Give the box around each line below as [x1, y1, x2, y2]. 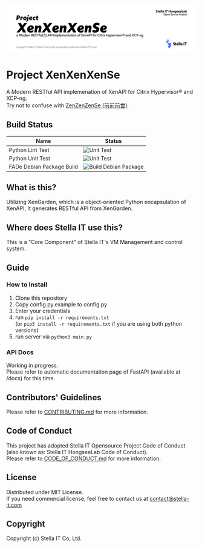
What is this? [6, 182, 57, 193]
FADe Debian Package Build [8, 163, 79, 170]
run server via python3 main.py [15, 332, 93, 340]
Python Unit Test [8, 154, 50, 162]
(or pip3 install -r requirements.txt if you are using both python [15, 320, 183, 327]
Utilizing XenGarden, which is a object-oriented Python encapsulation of [6, 199, 186, 206]
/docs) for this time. [6, 375, 56, 382]
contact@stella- [149, 495, 189, 502]
